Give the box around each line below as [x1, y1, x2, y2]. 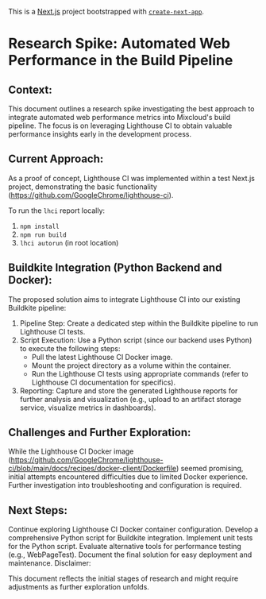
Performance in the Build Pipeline [8, 52, 233, 70]
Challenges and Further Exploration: [8, 426, 191, 439]
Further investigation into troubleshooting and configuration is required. [8, 481, 242, 490]
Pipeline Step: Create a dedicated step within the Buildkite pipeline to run [19, 318, 259, 328]
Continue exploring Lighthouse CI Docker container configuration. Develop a [8, 524, 259, 535]
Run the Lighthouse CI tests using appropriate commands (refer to [31, 369, 249, 378]
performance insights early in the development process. [8, 129, 192, 138]
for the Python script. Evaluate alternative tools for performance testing [8, 542, 242, 551]
